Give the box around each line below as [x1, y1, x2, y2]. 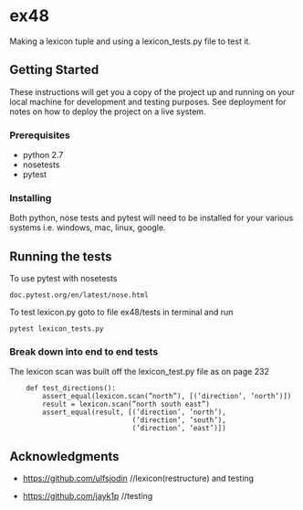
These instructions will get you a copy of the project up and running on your [9, 86, 295, 97]
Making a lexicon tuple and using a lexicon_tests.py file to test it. [9, 36, 251, 47]
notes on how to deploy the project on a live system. [9, 106, 206, 117]
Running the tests [9, 249, 112, 264]
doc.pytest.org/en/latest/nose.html [9, 291, 149, 300]
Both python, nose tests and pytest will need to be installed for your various [9, 212, 294, 224]
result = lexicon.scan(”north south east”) [42, 399, 210, 409]
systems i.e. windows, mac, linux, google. [9, 222, 166, 233]
